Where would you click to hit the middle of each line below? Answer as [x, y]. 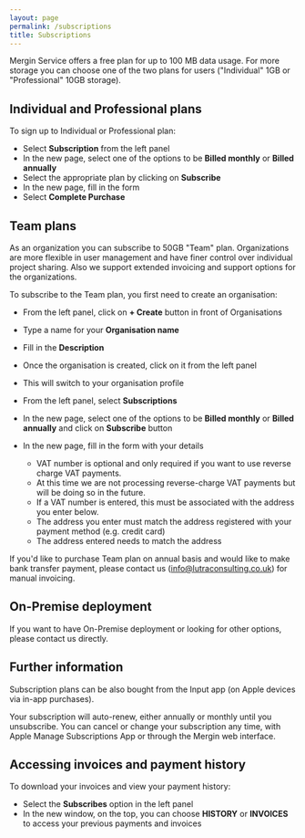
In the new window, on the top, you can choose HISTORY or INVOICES [155, 814]
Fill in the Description [63, 347]
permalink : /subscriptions [61, 26]
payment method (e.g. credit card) [101, 531]
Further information [66, 667]
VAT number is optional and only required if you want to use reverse [163, 463]
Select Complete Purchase [74, 197]
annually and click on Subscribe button [97, 428]
